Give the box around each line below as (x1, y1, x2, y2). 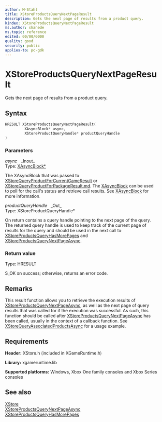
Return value (5, 250, 36, 256)
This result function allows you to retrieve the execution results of (5, 297, 135, 304)
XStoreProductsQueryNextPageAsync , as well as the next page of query (5, 303, 149, 308)
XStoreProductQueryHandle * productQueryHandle (24, 131, 120, 136)
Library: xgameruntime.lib (5, 359, 57, 365)
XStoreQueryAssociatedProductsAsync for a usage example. (5, 323, 126, 329)
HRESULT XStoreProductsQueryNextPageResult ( (5, 122, 96, 127)
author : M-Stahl (5, 7, 38, 12)
